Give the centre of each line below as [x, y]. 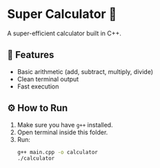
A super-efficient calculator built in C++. [64, 33]
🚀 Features [31, 55]
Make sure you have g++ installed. [65, 124]
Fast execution [38, 86]
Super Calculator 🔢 [62, 14]
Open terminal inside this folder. [62, 132]
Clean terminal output [48, 79]
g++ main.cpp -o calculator [57, 152]
